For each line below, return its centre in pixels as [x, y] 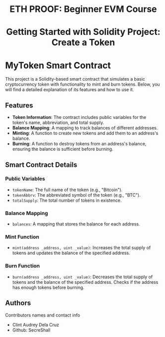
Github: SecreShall [31, 330]
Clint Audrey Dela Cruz [36, 325]
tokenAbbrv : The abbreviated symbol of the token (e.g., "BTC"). [76, 195]
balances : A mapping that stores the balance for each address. [76, 224]
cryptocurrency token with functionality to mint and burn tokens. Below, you [82, 84]
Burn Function [23, 266]
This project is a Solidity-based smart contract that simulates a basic [75, 79]
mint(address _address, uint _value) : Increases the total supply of [82, 248]
